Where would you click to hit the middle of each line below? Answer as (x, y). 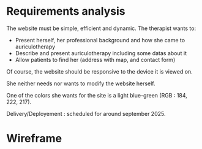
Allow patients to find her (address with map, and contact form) (95, 59)
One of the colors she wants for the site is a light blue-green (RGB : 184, (97, 95)
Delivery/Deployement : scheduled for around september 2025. (86, 113)
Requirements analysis (66, 11)
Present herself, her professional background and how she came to (100, 40)
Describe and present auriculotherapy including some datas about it (101, 53)
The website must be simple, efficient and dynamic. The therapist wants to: (101, 28)
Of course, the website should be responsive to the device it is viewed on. (99, 71)
